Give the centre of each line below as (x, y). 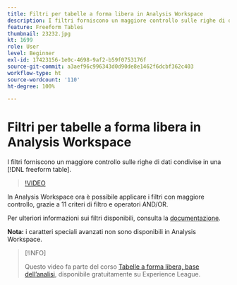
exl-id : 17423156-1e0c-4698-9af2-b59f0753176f (77, 60)
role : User (23, 47)
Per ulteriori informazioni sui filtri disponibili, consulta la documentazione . (114, 218)
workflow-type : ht (34, 73)
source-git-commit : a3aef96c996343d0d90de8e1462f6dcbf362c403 (101, 66)
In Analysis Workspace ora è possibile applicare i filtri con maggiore (106, 197)
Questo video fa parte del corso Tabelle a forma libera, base (112, 267)
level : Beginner (31, 54)
